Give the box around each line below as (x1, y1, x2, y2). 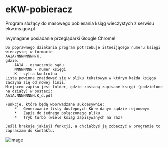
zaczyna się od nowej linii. (5, 80, 66, 85)
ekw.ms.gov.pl (5, 25, 35, 31)
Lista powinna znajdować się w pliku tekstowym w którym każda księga (5, 75, 156, 81)
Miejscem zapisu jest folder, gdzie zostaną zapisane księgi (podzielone (5, 84, 163, 89)
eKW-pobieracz (5, 4, 73, 15)
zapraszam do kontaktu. (5, 128, 55, 133)
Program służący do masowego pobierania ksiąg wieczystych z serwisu (5, 20, 154, 26)
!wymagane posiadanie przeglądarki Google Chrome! (5, 35, 116, 41)
